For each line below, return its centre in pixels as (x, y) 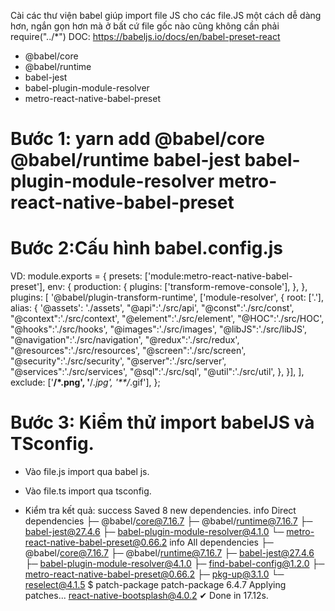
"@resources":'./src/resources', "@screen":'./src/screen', (128, 351)
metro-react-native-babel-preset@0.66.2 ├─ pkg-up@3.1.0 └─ (154, 574)
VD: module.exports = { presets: (76, 276)
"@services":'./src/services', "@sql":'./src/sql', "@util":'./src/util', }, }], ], (157, 372)
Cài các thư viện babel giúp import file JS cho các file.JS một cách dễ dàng (166, 15)
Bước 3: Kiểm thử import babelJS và (162, 422)
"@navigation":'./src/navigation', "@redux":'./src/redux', (125, 340)
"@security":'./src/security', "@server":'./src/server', (118, 361)
